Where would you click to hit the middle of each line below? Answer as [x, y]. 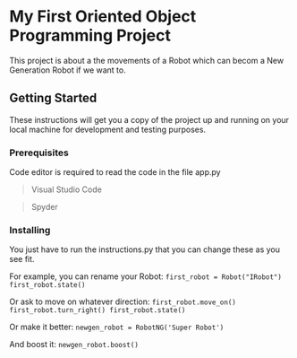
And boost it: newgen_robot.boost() [74, 345]
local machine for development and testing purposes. [108, 129]
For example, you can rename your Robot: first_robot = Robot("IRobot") [145, 276]
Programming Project [90, 35]
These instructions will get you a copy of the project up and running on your [149, 119]
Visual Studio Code [67, 189]
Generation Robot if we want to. [68, 70]
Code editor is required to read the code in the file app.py [115, 172]
